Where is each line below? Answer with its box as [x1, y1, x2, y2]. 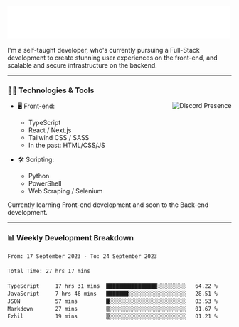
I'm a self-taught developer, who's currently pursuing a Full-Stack [7, 46, 201, 54]
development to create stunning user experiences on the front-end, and [7, 53, 218, 62]
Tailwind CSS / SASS [28, 134, 90, 142]
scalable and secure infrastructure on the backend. [7, 61, 158, 69]
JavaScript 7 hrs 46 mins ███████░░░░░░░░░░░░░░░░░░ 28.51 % [7, 290, 218, 297]
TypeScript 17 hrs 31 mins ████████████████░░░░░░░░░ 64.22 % [7, 283, 218, 290]
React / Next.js [28, 126, 72, 134]
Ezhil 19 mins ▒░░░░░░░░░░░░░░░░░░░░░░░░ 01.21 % [7, 313, 218, 320]
